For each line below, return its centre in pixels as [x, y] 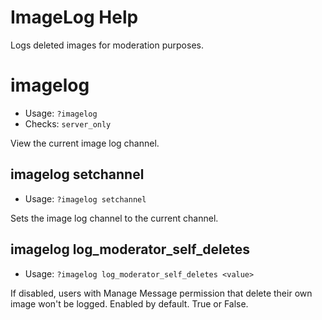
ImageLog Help [74, 17]
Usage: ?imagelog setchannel [85, 198]
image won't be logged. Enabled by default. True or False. [129, 303]
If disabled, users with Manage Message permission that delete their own [161, 293]
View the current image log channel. [85, 143]
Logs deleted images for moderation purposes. [107, 45]
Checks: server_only [68, 123]
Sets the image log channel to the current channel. [114, 218]
